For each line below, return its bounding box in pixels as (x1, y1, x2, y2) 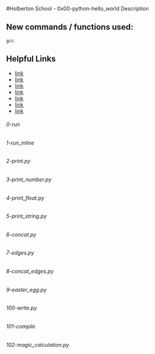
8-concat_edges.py (6, 268, 54, 275)
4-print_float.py (6, 194, 44, 201)
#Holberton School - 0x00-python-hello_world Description (6, 5, 149, 12)
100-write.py (6, 304, 37, 311)
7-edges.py (6, 249, 34, 256)
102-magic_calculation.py (6, 341, 69, 348)
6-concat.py (6, 231, 37, 238)
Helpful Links (6, 54, 56, 64)
